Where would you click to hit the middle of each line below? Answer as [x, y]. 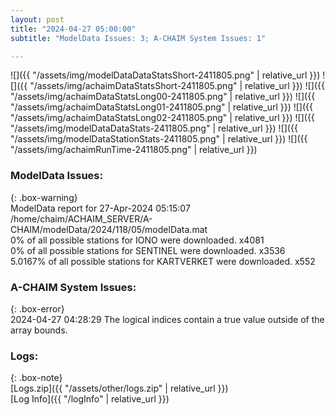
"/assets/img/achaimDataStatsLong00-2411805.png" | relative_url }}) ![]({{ [163, 97]
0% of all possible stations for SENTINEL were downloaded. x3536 [148, 250]
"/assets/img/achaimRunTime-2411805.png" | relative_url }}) [134, 150]
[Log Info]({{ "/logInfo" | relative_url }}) [90, 399]
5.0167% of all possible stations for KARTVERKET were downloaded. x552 [163, 261]
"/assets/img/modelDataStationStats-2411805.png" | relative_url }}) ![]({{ [159, 139]
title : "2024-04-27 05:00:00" [73, 29]
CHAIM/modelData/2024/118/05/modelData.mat [109, 229]
